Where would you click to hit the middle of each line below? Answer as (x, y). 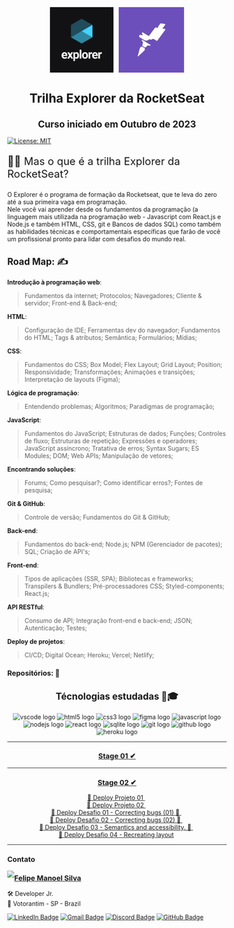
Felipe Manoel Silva (48, 878)
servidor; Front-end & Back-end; (71, 303)
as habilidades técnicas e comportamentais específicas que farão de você (114, 232)
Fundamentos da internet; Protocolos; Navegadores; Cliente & (113, 295)
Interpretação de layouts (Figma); (72, 379)
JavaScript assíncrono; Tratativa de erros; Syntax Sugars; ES (112, 448)
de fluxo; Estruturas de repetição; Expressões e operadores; (111, 441)
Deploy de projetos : (36, 641)
